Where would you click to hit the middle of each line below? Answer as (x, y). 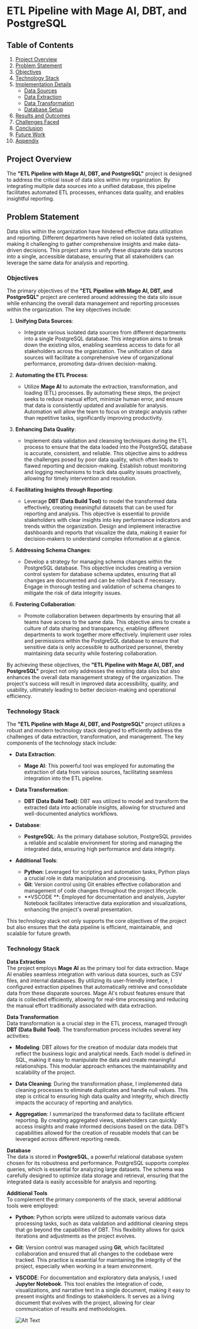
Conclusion (29, 128)
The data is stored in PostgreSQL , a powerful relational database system (95, 1156)
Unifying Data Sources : (44, 321)
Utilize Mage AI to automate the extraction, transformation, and (101, 386)
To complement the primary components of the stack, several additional (94, 1199)
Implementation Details (43, 84)
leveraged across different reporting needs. (68, 1139)
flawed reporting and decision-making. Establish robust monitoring (105, 466)
